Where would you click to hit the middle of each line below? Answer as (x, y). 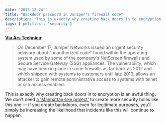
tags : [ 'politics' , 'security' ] (39, 24)
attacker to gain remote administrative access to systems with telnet (87, 79)
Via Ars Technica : (24, 38)
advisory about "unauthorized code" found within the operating (82, 53)
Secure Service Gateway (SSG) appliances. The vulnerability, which (86, 63)
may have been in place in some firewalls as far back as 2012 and (84, 69)
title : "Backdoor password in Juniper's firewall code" (64, 14)
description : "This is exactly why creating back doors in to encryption (83, 19)
